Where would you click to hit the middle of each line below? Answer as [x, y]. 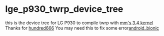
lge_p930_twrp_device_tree [64, 9]
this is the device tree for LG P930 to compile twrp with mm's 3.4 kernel [79, 23]
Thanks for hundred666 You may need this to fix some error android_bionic [82, 28]
